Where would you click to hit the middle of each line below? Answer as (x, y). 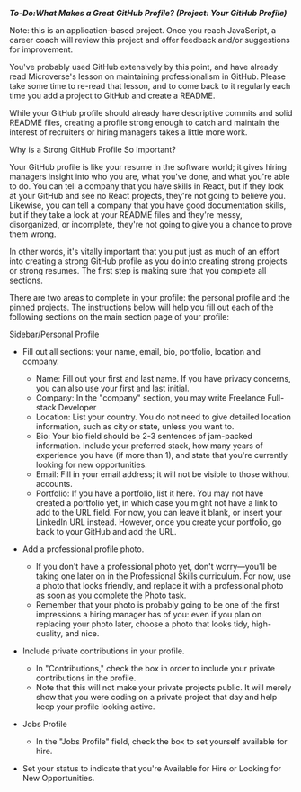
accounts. (54, 484)
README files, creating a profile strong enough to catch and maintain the (145, 122)
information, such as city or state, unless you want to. (135, 426)
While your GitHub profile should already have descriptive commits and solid (151, 113)
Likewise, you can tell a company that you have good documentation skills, (148, 205)
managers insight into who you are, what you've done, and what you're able (150, 176)
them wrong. (33, 234)
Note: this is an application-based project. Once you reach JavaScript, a (143, 30)
